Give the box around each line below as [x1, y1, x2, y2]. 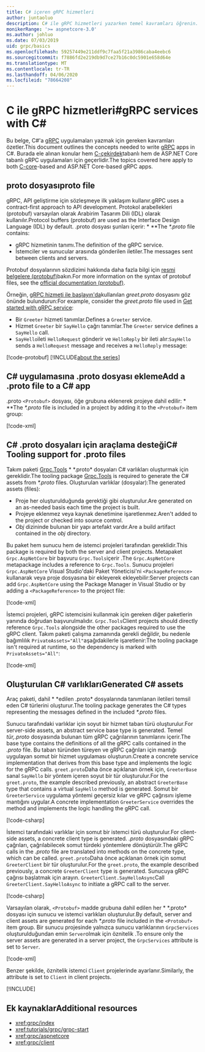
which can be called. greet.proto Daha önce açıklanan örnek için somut [6, 854, 187, 862]
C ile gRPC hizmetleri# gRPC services [6, 103, 199, 118]
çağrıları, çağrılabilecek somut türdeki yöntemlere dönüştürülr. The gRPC [6, 841, 188, 849]
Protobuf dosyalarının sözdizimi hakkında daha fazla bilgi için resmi [6, 266, 176, 273]
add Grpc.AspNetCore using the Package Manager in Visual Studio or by [6, 580, 186, 588]
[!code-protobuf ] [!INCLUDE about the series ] [6, 353, 121, 361]
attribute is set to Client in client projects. [6, 974, 112, 981]
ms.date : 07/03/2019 [6, 37, 59, 43]
